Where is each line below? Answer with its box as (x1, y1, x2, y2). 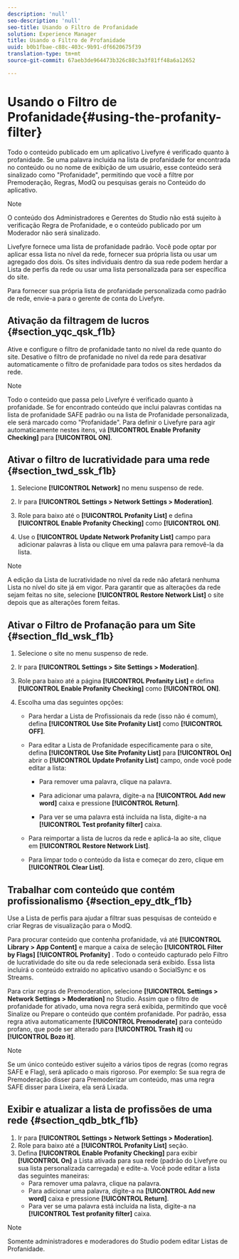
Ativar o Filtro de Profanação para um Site (7, 618, 196, 631)
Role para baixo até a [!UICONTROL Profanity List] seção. (17, 1141, 188, 1149)
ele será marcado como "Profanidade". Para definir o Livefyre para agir (7, 418, 216, 427)
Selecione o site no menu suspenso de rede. (17, 649, 149, 658)
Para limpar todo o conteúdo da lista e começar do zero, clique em (28, 855, 224, 864)
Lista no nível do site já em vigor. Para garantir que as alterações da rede (7, 583, 221, 592)
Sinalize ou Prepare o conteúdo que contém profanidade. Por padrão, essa (7, 1009, 227, 1018)
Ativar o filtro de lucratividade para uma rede (7, 454, 211, 466)
